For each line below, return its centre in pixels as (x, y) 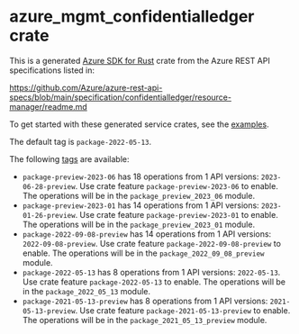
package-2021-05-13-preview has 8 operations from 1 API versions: (145, 301)
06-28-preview (49, 186)
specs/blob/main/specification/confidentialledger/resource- (121, 97)
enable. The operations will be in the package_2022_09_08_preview (143, 253)
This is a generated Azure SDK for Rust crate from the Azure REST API (140, 60)
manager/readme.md (48, 106)
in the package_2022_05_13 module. (86, 291)
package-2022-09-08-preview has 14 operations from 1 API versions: (147, 234)
